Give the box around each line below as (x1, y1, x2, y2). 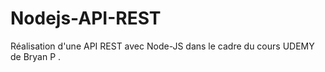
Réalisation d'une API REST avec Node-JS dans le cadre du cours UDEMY (10, 40, 315, 52)
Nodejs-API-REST (10, 7, 162, 30)
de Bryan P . (10, 50, 62, 62)
